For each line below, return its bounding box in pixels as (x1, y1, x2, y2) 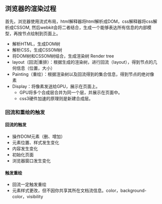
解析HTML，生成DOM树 (12, 41, 61, 47)
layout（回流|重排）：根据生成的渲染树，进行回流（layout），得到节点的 (12, 59, 153, 65)
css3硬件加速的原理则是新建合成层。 (19, 95, 93, 101)
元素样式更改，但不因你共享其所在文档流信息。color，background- (12, 187, 147, 193)
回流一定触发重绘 (12, 182, 47, 187)
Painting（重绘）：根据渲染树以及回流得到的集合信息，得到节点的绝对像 (12, 71, 155, 77)
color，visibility (12, 194, 43, 200)
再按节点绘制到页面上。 (13, 31, 61, 36)
